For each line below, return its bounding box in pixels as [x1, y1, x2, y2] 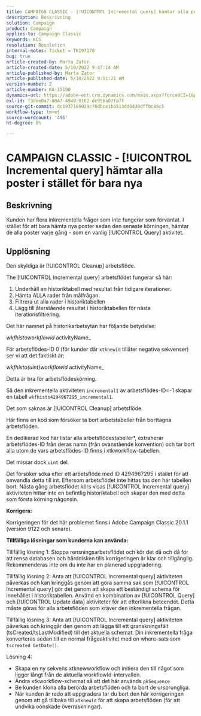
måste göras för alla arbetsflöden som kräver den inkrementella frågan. [6, 604, 182, 611]
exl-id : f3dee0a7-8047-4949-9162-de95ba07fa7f [6, 98, 124, 104]
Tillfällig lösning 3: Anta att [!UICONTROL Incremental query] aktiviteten [6, 616, 183, 623]
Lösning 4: [6, 653, 33, 660]
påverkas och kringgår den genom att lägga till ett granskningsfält [6, 622, 169, 629]
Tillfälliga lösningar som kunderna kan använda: [6, 536, 129, 544]
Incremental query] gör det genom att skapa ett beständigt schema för [6, 585, 181, 593]
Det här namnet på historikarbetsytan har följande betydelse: [6, 322, 157, 329]
